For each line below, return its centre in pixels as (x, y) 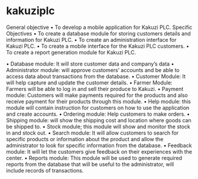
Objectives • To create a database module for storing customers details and (98, 33)
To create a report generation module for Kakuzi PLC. (71, 52)
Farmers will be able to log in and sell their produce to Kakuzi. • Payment (95, 89)
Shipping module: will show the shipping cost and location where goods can (99, 120)
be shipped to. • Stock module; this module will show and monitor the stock (98, 126)
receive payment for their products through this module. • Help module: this (98, 101)
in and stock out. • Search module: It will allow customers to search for (92, 133)
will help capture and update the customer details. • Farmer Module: (89, 82)
